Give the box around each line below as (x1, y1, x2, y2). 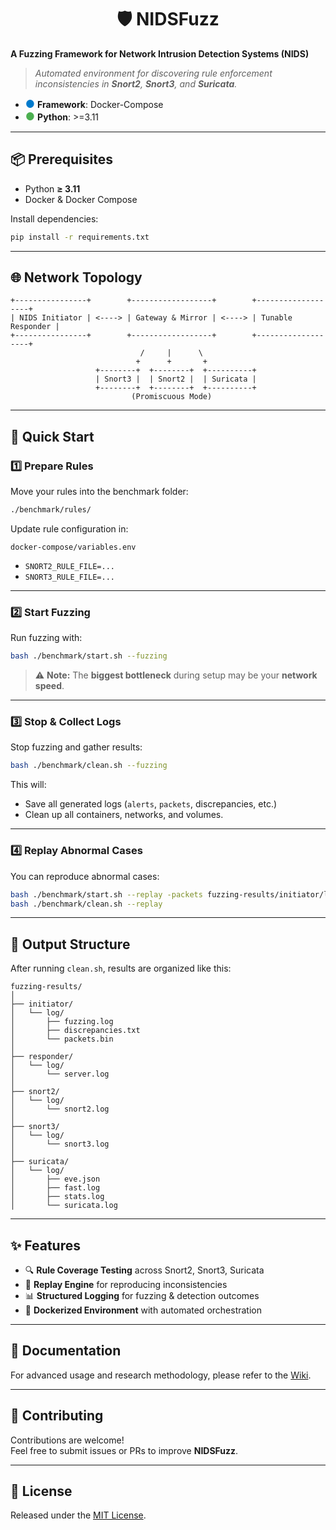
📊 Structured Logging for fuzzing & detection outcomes (24, 1290, 260, 1302)
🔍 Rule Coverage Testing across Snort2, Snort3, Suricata (24, 1264, 265, 1276)
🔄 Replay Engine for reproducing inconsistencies (24, 1279, 228, 1291)
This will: (10, 779, 47, 791)
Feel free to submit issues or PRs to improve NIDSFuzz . (10, 1444, 239, 1456)
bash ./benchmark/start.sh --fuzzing (10, 651, 168, 661)
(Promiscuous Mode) (131, 392, 213, 402)
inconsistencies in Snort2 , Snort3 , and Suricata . (34, 77, 238, 90)
